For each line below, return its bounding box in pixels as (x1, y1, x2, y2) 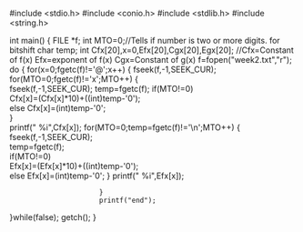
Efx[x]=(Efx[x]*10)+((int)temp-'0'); (9, 161, 139, 171)
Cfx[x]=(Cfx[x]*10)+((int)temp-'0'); (9, 93, 141, 104)
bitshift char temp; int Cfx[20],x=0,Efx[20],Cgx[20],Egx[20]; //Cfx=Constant (9, 45, 294, 55)
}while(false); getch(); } (9, 212, 97, 222)
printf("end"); (98, 196, 157, 205)
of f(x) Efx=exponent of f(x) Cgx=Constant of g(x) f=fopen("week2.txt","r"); (9, 55, 293, 65)
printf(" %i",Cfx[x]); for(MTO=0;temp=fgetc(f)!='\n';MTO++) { (9, 122, 241, 133)
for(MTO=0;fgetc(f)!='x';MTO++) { (9, 74, 139, 85)
